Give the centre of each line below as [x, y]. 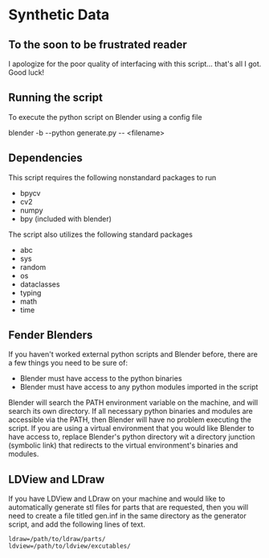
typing [31, 292]
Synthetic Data [59, 15]
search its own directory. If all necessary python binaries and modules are [130, 411]
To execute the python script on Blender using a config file [105, 117]
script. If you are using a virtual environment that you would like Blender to [131, 428]
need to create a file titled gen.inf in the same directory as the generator [127, 516]
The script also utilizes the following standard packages [100, 234]
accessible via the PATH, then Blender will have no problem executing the [130, 420]
